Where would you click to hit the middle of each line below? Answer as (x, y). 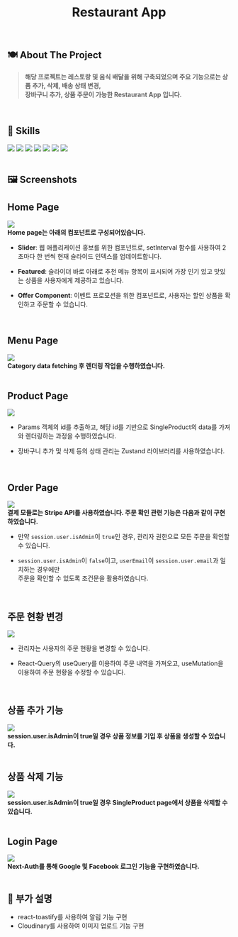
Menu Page (33, 341)
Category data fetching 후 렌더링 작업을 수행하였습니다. (86, 365)
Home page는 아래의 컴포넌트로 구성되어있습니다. (76, 232)
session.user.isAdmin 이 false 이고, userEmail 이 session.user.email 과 (118, 560)
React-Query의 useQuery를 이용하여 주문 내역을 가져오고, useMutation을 (120, 663)
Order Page (33, 488)
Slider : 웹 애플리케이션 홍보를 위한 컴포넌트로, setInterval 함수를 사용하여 (119, 247)
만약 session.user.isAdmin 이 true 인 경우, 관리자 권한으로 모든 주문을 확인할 (124, 537)
